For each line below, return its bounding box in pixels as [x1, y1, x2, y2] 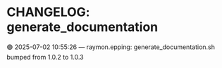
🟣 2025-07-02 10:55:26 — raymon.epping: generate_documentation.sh [6, 43, 216, 51]
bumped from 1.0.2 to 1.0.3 [6, 53, 84, 61]
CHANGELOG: [6, 4, 90, 20]
